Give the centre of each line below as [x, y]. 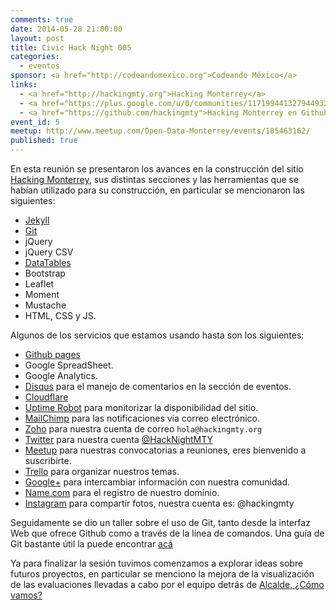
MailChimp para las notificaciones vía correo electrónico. [142, 418]
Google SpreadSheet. [69, 365]
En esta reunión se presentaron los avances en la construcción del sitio [157, 169]
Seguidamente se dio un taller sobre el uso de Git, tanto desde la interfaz [160, 522]
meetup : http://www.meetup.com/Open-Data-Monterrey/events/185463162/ [160, 131]
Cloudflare [46, 397]
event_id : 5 [35, 122]
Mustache [45, 305]
